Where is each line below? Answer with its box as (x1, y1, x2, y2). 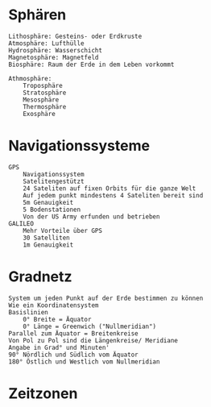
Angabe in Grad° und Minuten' (8, 343, 110, 351)
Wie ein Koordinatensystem (8, 301, 99, 309)
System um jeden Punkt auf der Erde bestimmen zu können (8, 294, 204, 302)
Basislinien (8, 308, 48, 316)
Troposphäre (23, 81, 63, 89)
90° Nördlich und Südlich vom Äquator (8, 351, 139, 359)
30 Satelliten (23, 234, 70, 242)
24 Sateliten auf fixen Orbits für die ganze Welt (23, 184, 197, 193)
